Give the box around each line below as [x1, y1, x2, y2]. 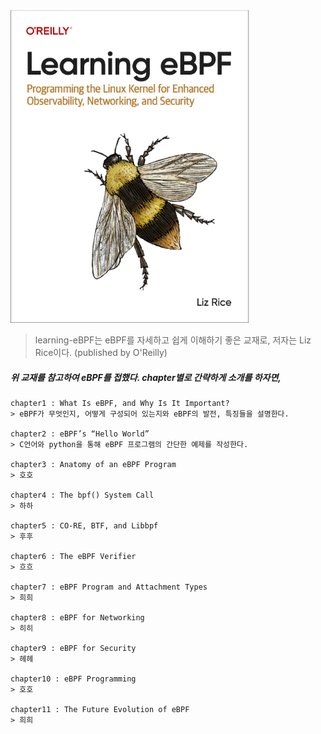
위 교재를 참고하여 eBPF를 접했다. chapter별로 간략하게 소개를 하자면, [10, 371, 282, 383]
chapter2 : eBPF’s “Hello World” [10, 429, 150, 439]
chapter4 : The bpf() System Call [10, 490, 155, 500]
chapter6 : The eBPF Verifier [10, 551, 137, 561]
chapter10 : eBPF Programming [10, 674, 137, 684]
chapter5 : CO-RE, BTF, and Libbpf [10, 520, 159, 531]
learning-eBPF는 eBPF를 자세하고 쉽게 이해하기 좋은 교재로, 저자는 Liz [34, 334, 312, 346]
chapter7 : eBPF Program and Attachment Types [10, 582, 208, 592]
